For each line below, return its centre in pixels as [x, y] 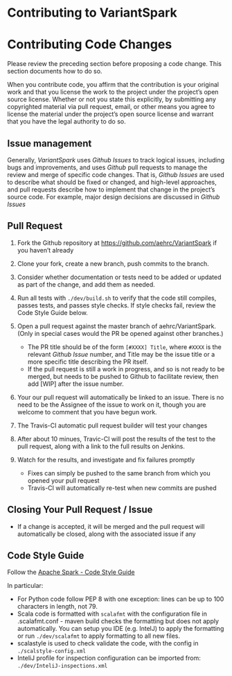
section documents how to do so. [55, 71]
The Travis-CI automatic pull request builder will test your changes [112, 425]
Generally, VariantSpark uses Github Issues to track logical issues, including [116, 160]
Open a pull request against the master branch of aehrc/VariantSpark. [117, 326]
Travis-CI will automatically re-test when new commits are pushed [122, 488]
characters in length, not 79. [57, 607]
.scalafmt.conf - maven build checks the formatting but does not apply [118, 621]
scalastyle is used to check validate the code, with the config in [108, 643]
